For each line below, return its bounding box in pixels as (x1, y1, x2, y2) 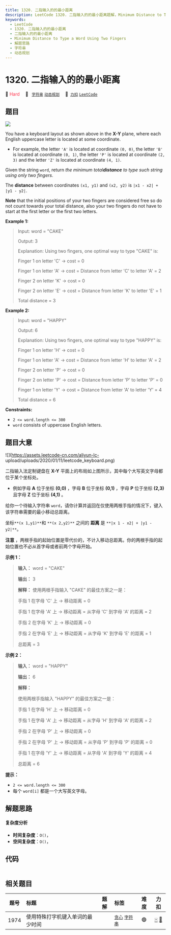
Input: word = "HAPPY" (17, 318, 67, 324)
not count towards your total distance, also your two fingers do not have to (5, 203, 162, 209)
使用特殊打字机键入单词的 (26, 914, 88, 921)
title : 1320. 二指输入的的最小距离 (5, 7, 73, 13)
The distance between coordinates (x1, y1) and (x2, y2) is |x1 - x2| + (5, 182, 159, 188)
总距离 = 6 (17, 761, 40, 767)
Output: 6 (17, 327, 38, 333)
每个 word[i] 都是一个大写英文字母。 (12, 788, 90, 794)
